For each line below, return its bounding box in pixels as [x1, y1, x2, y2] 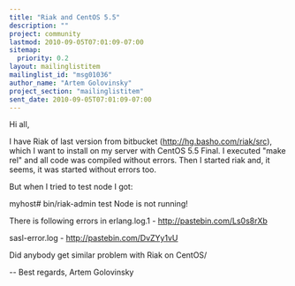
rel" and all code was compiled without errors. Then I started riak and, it [9, 155, 271, 166]
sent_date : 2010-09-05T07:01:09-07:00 [9, 94, 152, 104]
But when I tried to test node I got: [9, 182, 133, 192]
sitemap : [9, 46, 42, 55]
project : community [9, 29, 81, 38]
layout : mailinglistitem [9, 63, 101, 71]
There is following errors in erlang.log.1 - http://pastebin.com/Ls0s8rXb [9, 215, 268, 226]
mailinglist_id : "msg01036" [9, 71, 113, 79]
